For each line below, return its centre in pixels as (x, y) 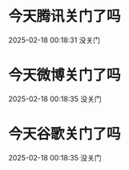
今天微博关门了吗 (65, 75)
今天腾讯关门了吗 (65, 16)
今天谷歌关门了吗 (65, 134)
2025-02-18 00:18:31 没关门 (54, 40)
